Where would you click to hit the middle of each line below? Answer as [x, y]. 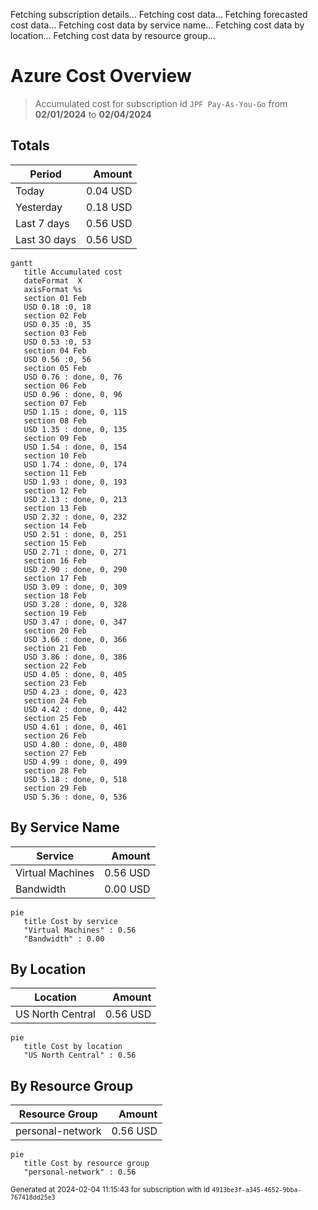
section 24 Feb [55, 700]
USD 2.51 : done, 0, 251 [75, 534]
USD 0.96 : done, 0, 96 [73, 394]
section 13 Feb [55, 508]
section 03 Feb [55, 333]
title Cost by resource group [86, 1164]
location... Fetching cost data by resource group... [113, 35]
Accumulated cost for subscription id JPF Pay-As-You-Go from [161, 103]
